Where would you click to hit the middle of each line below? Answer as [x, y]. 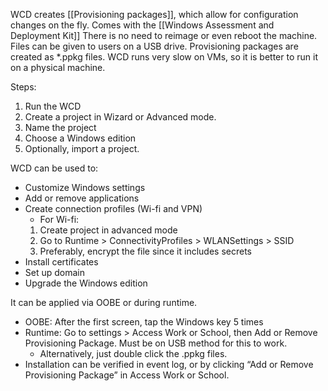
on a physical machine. [58, 67]
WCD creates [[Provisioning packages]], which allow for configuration [154, 14]
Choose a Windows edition [80, 138]
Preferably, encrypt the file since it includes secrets [145, 251]
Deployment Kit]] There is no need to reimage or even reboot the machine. [164, 35]
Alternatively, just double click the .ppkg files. [133, 353]
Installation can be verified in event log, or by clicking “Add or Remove [169, 364]
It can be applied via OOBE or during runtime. [104, 302]
